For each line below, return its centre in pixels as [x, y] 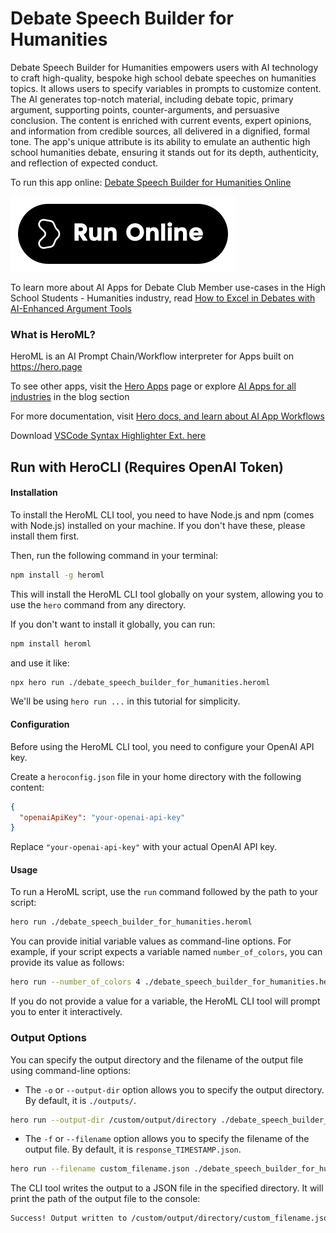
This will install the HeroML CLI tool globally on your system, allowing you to [167, 594]
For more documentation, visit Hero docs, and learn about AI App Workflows [167, 416]
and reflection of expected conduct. [84, 163]
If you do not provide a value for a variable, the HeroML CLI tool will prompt [165, 1001]
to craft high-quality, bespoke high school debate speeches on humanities [163, 78]
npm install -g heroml [57, 575]
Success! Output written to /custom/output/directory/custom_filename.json [171, 1218]
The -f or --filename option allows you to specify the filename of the [167, 1139]
